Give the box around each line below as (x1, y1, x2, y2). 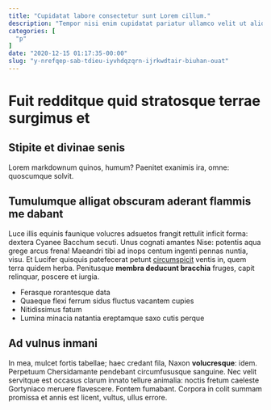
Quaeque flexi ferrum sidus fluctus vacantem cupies (19, 296, 194, 306)
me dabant (8, 207, 64, 221)
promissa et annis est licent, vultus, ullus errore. (8, 392, 168, 402)
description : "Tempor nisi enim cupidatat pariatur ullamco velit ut (8, 19, 248, 27)
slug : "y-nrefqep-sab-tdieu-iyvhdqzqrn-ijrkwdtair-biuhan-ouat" (8, 57, 229, 66)
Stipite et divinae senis (8, 141, 125, 154)
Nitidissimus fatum (19, 304, 82, 314)
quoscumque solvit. (8, 171, 74, 180)
